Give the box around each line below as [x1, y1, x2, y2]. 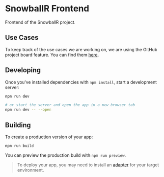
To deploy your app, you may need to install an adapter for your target [17, 162, 159, 168]
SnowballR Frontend [5, 3, 89, 14]
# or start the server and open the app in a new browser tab [5, 103, 135, 108]
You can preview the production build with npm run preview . [5, 152, 126, 158]
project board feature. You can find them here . [5, 52, 99, 58]
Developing [5, 66, 41, 74]
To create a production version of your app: [5, 134, 93, 140]
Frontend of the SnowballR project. [5, 19, 76, 25]
